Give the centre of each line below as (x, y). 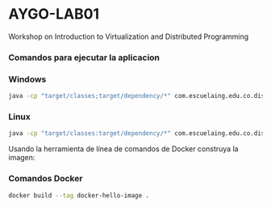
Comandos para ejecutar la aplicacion (84, 57)
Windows (27, 79)
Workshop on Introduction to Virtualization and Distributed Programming (129, 36)
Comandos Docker (46, 179)
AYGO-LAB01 (54, 14)
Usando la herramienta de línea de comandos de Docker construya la (124, 149)
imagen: (22, 158)
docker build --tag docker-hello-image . (79, 195)
